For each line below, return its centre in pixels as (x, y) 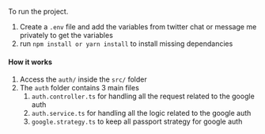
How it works (30, 62)
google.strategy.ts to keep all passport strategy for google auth (137, 121)
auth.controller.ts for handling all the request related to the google (143, 96)
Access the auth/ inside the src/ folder (83, 79)
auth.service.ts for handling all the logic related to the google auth (141, 113)
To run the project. (38, 11)
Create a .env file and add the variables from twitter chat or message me (138, 27)
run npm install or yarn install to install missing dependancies (126, 44)
